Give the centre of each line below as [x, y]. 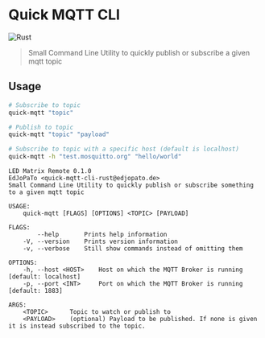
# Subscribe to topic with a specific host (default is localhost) [124, 149]
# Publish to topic [41, 127]
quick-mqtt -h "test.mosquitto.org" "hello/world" [95, 157]
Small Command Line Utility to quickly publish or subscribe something [131, 185]
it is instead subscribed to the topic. [77, 326]
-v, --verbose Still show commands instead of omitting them [133, 249]
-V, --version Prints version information [101, 241]
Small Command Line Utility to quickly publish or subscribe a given [139, 52]
